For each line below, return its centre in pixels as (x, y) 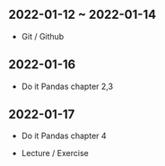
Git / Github (43, 36)
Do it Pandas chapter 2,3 (67, 86)
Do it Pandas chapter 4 (64, 136)
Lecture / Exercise (55, 153)
